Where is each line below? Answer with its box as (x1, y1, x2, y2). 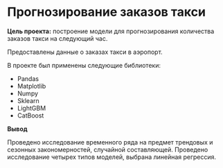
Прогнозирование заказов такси (7, 4, 206, 20)
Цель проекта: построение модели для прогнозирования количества (7, 27, 215, 35)
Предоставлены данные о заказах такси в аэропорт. (7, 48, 163, 56)
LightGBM (17, 104, 46, 112)
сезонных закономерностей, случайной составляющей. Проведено (7, 145, 208, 153)
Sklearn (17, 96, 39, 104)
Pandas (17, 74, 39, 83)
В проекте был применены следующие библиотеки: (7, 61, 161, 69)
